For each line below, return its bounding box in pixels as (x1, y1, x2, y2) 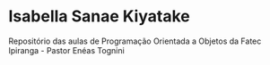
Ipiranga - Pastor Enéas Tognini (8, 45, 125, 55)
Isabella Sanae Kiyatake (8, 6, 190, 27)
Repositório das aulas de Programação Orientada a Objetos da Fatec (8, 36, 262, 46)
